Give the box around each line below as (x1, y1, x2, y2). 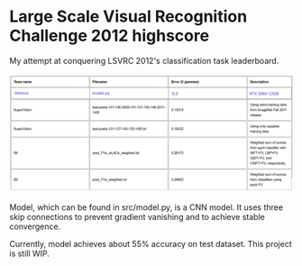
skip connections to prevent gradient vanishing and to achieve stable (9, 211, 266, 222)
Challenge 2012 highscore (9, 25, 210, 46)
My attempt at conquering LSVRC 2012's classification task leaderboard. (9, 55, 279, 66)
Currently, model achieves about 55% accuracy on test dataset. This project (9, 238, 292, 249)
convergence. (9, 221, 61, 232)
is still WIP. (9, 248, 50, 259)
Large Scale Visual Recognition (9, 6, 248, 27)
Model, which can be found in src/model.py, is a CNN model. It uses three (9, 201, 284, 213)
